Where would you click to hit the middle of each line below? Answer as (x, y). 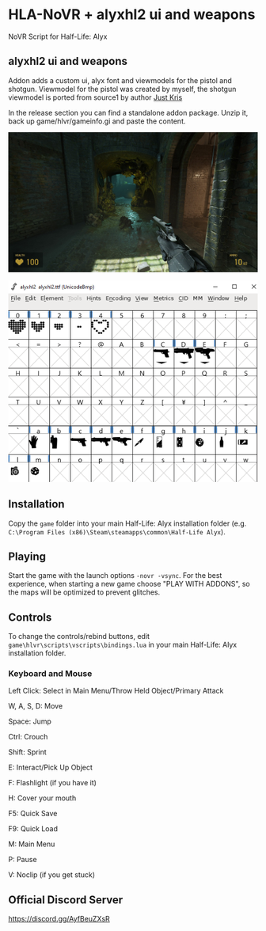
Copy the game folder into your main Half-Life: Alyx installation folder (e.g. (127, 523)
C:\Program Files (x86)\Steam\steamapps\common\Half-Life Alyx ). (117, 531)
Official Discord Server (66, 900)
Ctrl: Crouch (28, 737)
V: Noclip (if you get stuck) (52, 875)
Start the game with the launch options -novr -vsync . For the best (115, 576)
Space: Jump (30, 721)
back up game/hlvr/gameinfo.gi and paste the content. (97, 121)
